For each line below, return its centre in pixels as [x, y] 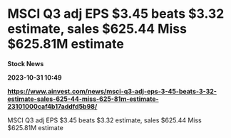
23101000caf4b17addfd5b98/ [52, 106]
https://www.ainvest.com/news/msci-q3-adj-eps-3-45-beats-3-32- [112, 91]
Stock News [26, 63]
